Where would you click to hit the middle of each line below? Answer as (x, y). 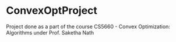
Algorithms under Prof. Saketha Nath (50, 32)
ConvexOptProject (52, 11)
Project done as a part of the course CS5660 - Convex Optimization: (88, 26)
